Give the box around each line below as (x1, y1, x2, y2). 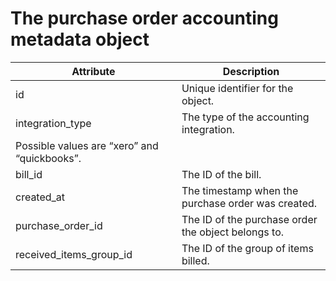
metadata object (10, 28, 150, 51)
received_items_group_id (15, 247, 133, 261)
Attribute (71, 64, 116, 78)
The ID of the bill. (181, 167, 262, 181)
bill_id (15, 167, 43, 181)
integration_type (15, 116, 92, 130)
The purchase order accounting (10, 7, 279, 30)
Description (222, 64, 280, 78)
